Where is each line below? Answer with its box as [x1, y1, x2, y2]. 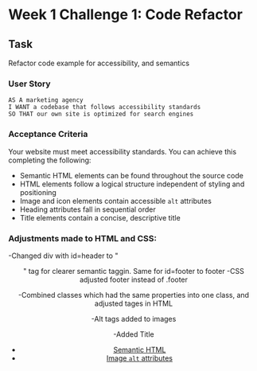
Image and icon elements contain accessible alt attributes [19, 196, 212, 205]
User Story [8, 78, 51, 89]
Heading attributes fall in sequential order [19, 205, 157, 214]
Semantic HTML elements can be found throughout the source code [19, 170, 244, 180]
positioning [19, 187, 57, 197]
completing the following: [8, 155, 92, 165]
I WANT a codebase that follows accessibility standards [8, 103, 201, 111]
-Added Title [112, 329, 154, 339]
